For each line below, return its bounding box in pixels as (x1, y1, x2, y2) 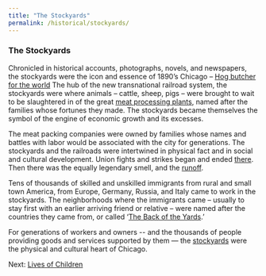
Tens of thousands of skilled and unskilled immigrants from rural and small (8, 178, 252, 187)
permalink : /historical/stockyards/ (8, 19, 129, 27)
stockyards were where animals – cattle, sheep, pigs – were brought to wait (8, 88, 255, 98)
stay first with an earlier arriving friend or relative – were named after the (8, 203, 246, 213)
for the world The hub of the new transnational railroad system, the (8, 80, 228, 90)
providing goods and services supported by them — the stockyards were (8, 236, 248, 245)
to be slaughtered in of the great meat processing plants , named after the (8, 97, 249, 106)
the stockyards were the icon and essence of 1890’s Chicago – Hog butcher (8, 71, 256, 81)
